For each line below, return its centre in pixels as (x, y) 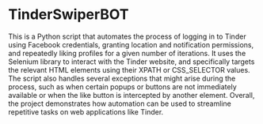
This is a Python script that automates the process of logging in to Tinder (128, 36)
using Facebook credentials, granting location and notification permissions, (131, 44)
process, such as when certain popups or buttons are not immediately (123, 86)
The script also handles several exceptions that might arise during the (122, 78)
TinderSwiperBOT (69, 15)
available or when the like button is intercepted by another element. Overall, (131, 95)
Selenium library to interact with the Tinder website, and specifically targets (131, 62)
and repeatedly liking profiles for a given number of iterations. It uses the (127, 53)
